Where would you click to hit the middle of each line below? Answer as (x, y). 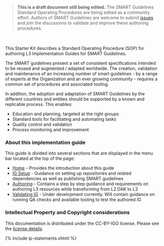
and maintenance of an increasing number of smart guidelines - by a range (82, 74)
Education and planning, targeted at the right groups (66, 114)
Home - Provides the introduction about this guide (63, 168)
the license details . (24, 228)
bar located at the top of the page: (40, 158)
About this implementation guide (45, 142)
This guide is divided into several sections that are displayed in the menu (79, 153)
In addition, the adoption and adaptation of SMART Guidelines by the (75, 94)
